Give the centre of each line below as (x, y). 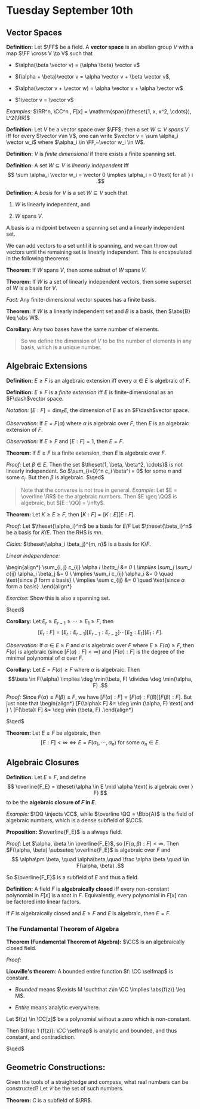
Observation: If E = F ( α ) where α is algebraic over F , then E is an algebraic (98, 423)
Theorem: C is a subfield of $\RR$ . (49, 1100)
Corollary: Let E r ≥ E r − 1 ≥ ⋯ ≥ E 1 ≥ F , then (60, 622)
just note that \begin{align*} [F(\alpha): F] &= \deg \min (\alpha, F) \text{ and (100, 703)
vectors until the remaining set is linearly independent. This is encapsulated (99, 252)
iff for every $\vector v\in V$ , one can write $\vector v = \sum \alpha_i (92, 136)
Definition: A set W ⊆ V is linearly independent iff (68, 165)
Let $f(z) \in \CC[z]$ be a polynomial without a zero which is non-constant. (99, 1019)
